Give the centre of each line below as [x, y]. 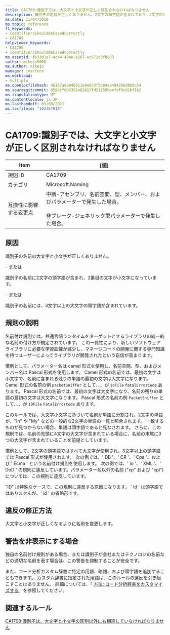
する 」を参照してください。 [38, 590]
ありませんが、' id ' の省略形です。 [46, 493]
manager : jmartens [25, 71]
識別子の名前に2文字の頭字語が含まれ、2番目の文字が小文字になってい [79, 277]
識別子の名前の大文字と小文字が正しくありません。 [58, 256]
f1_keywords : [19, 29]
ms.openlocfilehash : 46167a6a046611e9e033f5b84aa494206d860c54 [73, 85]
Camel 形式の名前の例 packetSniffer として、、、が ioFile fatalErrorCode [81, 385]
